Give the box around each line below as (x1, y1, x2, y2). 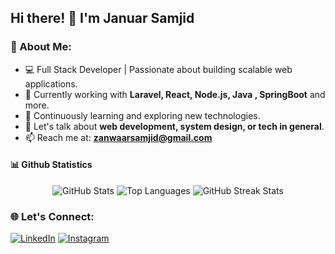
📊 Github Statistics (10, 159, 93, 171)
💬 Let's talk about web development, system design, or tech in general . (24, 120, 325, 132)
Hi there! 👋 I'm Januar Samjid (10, 10, 195, 27)
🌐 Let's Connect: (10, 209, 95, 223)
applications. (24, 77, 78, 90)
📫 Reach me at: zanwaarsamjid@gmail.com (24, 131, 213, 143)
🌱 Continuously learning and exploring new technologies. (24, 109, 261, 121)
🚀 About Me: (10, 40, 72, 54)
